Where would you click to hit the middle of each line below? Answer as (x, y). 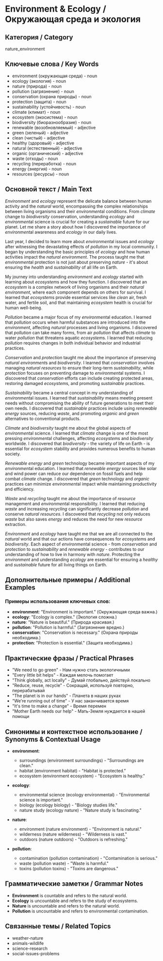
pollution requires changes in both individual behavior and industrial (73, 343)
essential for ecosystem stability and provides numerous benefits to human (80, 449)
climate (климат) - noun (36, 112)
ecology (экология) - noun (39, 81)
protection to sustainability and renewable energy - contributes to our (75, 549)
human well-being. (24, 308)
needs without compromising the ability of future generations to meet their (80, 403)
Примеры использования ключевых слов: (58, 601)
